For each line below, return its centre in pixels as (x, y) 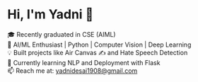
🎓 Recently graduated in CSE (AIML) (62, 34)
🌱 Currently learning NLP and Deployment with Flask (84, 62)
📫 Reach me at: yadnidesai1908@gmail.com (72, 71)
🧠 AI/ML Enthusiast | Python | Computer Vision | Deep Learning (99, 45)
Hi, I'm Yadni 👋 (51, 14)
